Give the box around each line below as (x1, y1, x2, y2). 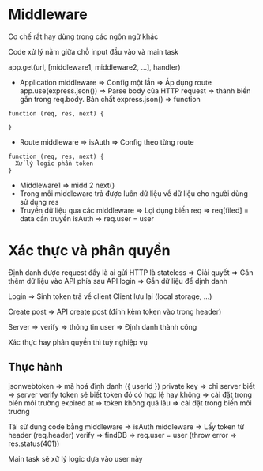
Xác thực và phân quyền (8, 242, 171, 260)
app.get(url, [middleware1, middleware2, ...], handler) (8, 62, 181, 72)
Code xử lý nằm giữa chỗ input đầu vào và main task (8, 47, 179, 56)
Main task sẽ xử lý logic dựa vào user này (8, 454, 144, 463)
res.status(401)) (8, 439, 60, 448)
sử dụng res (19, 197, 59, 206)
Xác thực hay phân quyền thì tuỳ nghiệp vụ (8, 337, 148, 347)
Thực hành (8, 360, 63, 374)
